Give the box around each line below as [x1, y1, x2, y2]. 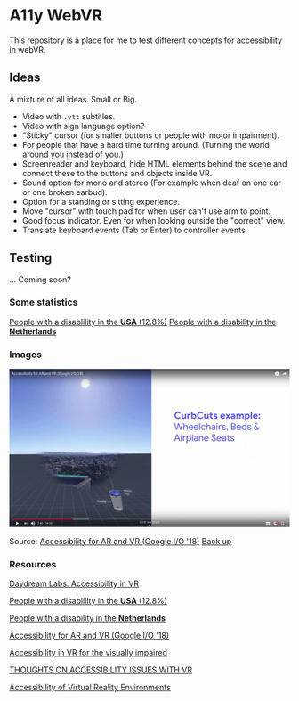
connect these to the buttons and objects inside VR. [21, 167, 213, 178]
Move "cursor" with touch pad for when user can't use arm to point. [21, 206, 271, 216]
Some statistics [9, 296, 78, 308]
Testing [9, 250, 53, 265]
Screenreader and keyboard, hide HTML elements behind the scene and [21, 158, 287, 169]
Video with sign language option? [21, 120, 145, 131]
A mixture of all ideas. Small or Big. [9, 94, 138, 104]
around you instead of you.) [21, 149, 125, 159]
